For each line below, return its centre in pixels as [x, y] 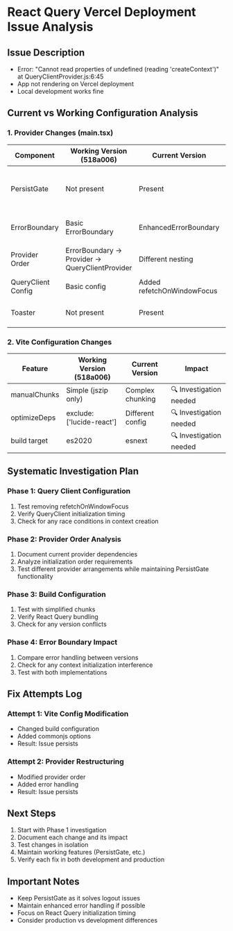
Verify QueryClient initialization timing [71, 513]
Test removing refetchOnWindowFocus [73, 506]
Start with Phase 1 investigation [62, 830]
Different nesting [166, 259]
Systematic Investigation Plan [73, 471]
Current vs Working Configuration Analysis [103, 113]
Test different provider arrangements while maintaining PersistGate [113, 569]
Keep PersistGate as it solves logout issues [79, 898]
